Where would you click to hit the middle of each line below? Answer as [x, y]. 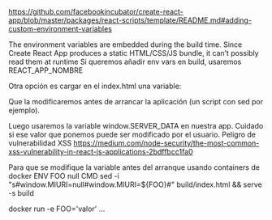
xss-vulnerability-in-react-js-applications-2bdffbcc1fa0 [101, 152]
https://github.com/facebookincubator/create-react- [96, 12]
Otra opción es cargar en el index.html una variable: [95, 86]
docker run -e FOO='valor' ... [57, 209]
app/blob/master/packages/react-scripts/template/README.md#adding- [130, 20]
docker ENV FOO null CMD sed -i [64, 176]
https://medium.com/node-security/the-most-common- [166, 143]
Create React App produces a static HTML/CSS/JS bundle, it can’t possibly [134, 53]
